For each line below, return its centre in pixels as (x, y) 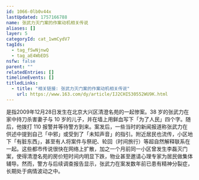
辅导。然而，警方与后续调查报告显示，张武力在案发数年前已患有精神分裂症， (99, 163)
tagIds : (16, 45)
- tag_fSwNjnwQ (30, 50)
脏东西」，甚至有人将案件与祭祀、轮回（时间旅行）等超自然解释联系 (103, 141)
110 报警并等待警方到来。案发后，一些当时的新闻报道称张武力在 (111, 126)
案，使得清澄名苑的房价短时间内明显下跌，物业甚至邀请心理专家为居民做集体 (99, 156)
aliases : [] (21, 28)
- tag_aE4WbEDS (30, 56)
